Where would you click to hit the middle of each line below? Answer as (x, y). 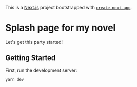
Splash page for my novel (61, 28)
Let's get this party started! (34, 42)
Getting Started (31, 58)
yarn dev (15, 79)
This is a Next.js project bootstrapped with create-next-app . (69, 7)
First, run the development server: (41, 70)
